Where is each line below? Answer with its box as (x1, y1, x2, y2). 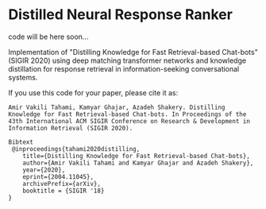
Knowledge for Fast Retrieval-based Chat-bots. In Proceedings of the (8, 110, 247, 118)
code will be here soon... (8, 32, 89, 41)
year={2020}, (22, 165, 66, 174)
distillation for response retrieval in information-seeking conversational (8, 64, 240, 73)
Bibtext (8, 137, 34, 146)
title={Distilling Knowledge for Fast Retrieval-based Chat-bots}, (22, 152, 250, 160)
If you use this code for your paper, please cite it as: (8, 87, 179, 97)
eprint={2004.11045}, (22, 172, 94, 180)
